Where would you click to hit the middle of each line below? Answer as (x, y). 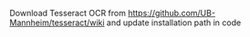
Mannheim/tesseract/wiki (57, 23)
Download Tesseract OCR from (68, 13)
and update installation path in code (174, 23)
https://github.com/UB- (172, 13)
